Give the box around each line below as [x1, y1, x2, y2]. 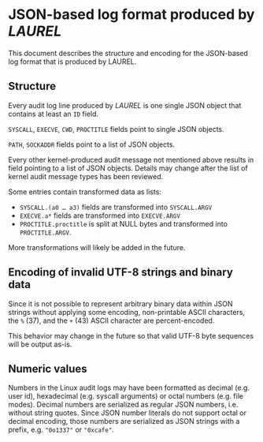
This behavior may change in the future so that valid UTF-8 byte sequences [8, 331, 254, 340]
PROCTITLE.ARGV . [19, 227, 72, 237]
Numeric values [8, 361, 88, 376]
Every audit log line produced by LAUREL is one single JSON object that [8, 100, 242, 110]
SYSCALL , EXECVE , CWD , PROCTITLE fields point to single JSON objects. [8, 124, 224, 133]
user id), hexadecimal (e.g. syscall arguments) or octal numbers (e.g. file [8, 391, 244, 401]
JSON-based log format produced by [8, 6, 255, 24]
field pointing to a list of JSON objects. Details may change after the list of [8, 163, 248, 173]
